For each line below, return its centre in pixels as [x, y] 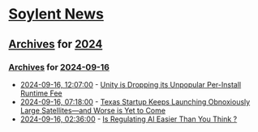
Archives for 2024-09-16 [59, 67]
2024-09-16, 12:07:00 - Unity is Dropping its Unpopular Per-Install [131, 84]
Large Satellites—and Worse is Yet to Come [93, 110]
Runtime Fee [41, 93]
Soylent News [56, 14]
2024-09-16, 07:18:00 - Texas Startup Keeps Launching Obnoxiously [135, 101]
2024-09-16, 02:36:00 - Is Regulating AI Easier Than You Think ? [129, 119]
